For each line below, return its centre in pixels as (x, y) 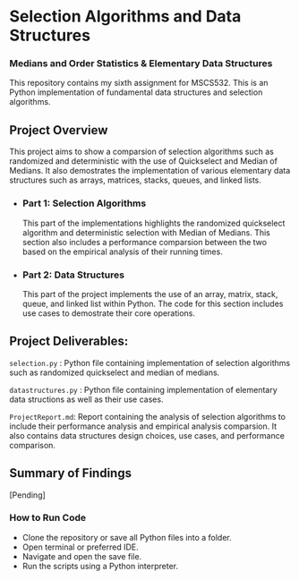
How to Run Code (48, 518)
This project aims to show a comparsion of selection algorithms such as (142, 152)
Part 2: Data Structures (73, 275)
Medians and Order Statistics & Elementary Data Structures (141, 64)
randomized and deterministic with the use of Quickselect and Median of (143, 161)
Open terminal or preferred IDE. (80, 547)
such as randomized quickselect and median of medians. (115, 372)
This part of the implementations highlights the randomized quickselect (154, 223)
